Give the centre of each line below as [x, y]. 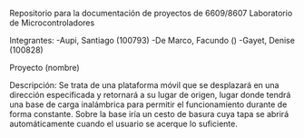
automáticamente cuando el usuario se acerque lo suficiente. [123, 123]
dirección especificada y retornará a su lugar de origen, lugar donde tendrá [150, 95]
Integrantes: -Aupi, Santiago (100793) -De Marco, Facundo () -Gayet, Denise [152, 40]
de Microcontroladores [52, 23]
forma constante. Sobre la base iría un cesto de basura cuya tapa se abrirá [149, 114]
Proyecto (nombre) [44, 68]
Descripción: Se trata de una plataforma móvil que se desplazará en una [144, 85]
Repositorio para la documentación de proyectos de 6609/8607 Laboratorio [151, 13]
